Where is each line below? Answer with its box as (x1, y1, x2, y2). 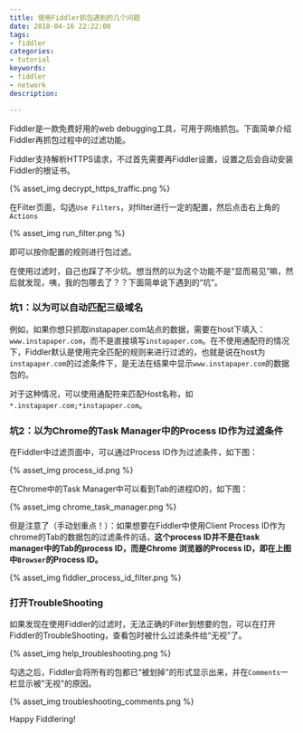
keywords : (9, 64, 47, 73)
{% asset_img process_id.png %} (9, 465, 134, 476)
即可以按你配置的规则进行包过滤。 (9, 246, 137, 257)
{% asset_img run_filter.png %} (9, 227, 126, 238)
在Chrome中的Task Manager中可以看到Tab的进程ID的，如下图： (9, 483, 249, 494)
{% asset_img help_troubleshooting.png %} (9, 648, 172, 659)
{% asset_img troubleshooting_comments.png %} (9, 696, 194, 707)
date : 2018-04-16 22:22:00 (9, 22, 111, 31)
